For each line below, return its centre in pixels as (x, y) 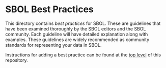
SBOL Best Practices (50, 9)
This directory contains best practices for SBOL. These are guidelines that (83, 23)
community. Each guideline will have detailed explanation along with (77, 34)
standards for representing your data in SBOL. (53, 45)
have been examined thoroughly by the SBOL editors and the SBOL (76, 28)
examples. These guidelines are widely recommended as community (77, 40)
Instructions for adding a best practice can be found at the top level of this (83, 55)
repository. (17, 60)
